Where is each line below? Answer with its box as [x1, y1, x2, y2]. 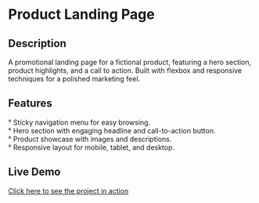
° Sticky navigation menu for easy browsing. [8, 118, 151, 127]
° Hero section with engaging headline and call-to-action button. [8, 125, 216, 135]
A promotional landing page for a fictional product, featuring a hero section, [8, 57, 252, 67]
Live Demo [8, 165, 61, 179]
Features [8, 96, 52, 111]
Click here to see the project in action [8, 186, 129, 195]
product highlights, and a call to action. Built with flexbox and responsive [8, 66, 243, 75]
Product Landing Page [8, 5, 155, 24]
